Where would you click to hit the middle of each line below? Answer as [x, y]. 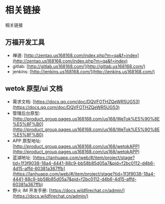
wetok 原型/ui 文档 [34, 89]
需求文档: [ [23, 101]
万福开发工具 [25, 42]
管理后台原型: [26, 113]
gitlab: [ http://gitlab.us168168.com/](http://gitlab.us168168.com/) [79, 66]
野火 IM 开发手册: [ [31, 190]
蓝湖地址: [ [23, 157]
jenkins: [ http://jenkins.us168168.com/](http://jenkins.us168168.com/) [83, 71]
